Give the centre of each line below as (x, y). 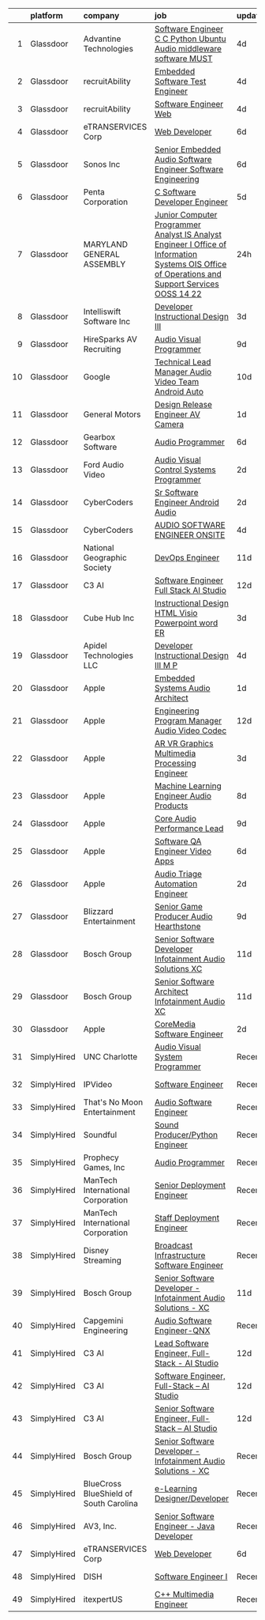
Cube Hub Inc (109, 618)
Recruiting (102, 349)
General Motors (112, 414)
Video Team (177, 381)
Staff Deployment (187, 1218)
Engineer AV (178, 414)
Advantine (102, 39)
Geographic (105, 558)
